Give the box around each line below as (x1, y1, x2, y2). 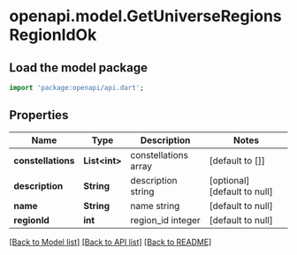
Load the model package (9, 60, 148, 75)
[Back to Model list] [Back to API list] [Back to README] (9, 236, 212, 247)
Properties (9, 108, 69, 123)
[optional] (209, 174, 250, 186)
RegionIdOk (9, 25, 97, 45)
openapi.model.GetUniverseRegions (9, 6, 283, 26)
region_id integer (130, 214, 201, 226)
